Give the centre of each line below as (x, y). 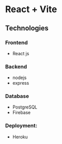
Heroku (20, 137)
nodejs (19, 78)
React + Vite (31, 9)
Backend (16, 66)
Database (17, 96)
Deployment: (21, 126)
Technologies (27, 28)
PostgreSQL (25, 107)
